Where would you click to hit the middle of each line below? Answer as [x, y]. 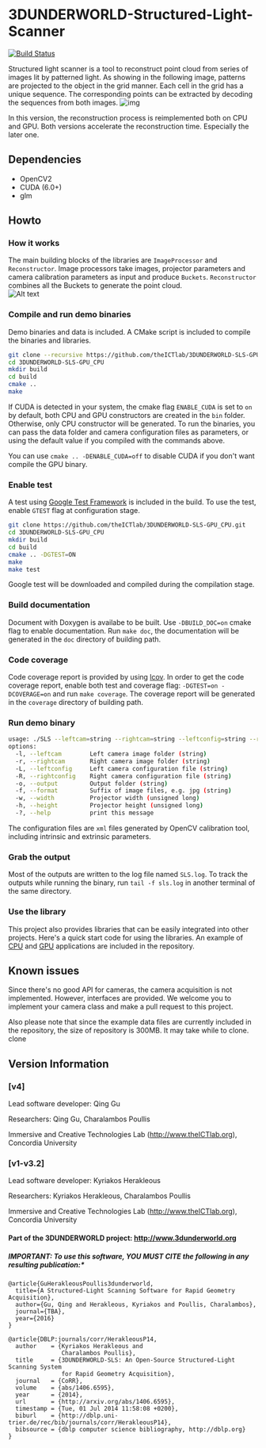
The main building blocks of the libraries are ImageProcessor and [113, 260]
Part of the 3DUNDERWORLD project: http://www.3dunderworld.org [122, 1238]
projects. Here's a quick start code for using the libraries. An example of [126, 937]
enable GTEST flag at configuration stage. [74, 511]
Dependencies [45, 160]
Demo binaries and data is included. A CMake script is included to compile [129, 331]
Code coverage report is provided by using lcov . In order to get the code [126, 677]
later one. [24, 134]
